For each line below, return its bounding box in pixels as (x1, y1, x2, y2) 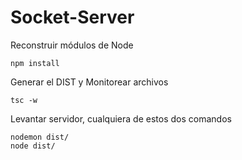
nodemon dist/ (10, 132, 70, 142)
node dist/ (10, 141, 56, 151)
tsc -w (10, 95, 38, 105)
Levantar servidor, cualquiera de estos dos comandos (10, 112, 232, 125)
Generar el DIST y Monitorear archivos (10, 76, 169, 88)
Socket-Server (10, 6, 135, 29)
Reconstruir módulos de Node (10, 39, 134, 51)
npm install (10, 58, 60, 68)
